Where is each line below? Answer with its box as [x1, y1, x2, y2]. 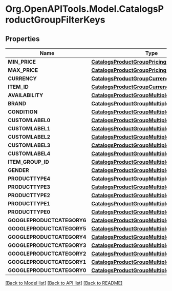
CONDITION [8, 108, 38, 115]
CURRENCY [8, 75, 37, 82]
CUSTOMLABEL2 [8, 133, 50, 140]
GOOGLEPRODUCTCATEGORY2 [8, 250, 87, 257]
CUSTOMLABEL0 [8, 117, 50, 124]
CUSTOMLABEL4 [8, 150, 50, 157]
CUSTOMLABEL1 [8, 125, 50, 132]
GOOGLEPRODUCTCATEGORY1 [8, 259, 87, 265]
